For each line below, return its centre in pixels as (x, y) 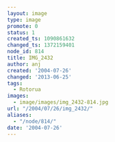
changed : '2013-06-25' (39, 77)
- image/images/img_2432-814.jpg (61, 102)
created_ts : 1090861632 (41, 39)
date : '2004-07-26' (35, 128)
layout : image (27, 13)
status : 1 (21, 32)
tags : (15, 83)
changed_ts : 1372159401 (41, 45)
